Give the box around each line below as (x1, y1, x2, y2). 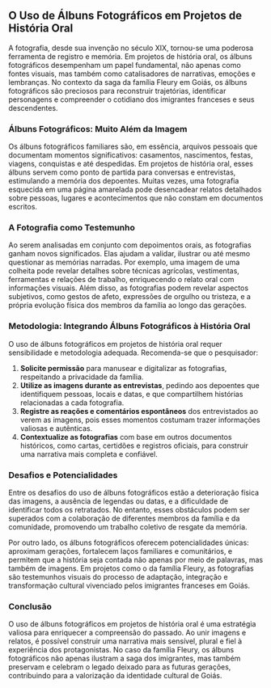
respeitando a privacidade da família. (19, 372, 144, 382)
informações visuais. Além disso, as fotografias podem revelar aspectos (8, 283, 249, 293)
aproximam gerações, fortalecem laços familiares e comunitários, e (8, 547, 233, 555)
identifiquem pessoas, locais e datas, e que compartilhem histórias (19, 389, 243, 399)
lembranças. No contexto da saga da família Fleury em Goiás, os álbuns (8, 77, 248, 87)
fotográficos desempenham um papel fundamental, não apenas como (8, 60, 241, 70)
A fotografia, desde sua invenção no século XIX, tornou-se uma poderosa (8, 43, 254, 53)
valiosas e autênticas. (19, 423, 93, 433)
